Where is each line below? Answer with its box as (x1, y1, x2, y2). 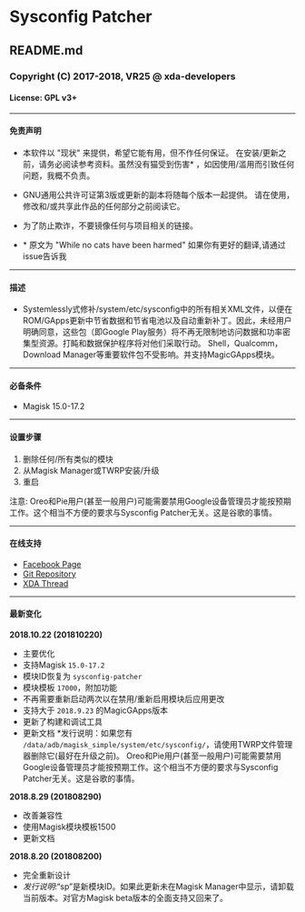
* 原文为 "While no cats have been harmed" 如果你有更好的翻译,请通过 (22, 239, 286, 250)
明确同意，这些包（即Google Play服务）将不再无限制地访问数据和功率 (22, 326, 283, 337)
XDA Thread (22, 577, 69, 588)
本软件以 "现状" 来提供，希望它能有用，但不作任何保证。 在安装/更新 (22, 147, 279, 158)
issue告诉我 (22, 250, 67, 261)
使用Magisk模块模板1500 (22, 821, 116, 832)
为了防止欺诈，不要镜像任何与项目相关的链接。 (22, 220, 198, 231)
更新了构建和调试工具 (22, 716, 103, 727)
